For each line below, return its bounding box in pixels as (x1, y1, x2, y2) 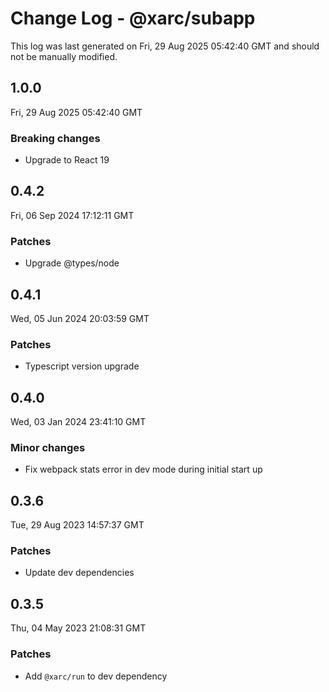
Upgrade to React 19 (24, 154, 110, 166)
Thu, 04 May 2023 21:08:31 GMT (10, 622, 147, 634)
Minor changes (10, 441, 86, 454)
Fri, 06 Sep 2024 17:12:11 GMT (10, 209, 135, 221)
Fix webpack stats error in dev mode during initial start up (24, 463, 263, 476)
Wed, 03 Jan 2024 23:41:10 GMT (10, 416, 147, 428)
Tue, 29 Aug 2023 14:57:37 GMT (10, 519, 145, 531)
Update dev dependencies (24, 567, 135, 579)
